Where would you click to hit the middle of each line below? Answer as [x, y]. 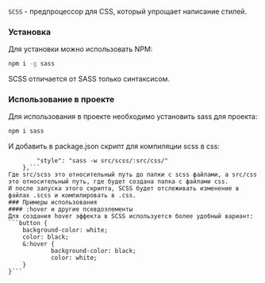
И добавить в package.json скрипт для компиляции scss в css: [114, 147]
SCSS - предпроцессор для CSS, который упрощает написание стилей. [128, 11]
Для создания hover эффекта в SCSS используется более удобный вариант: [131, 216]
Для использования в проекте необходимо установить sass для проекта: [133, 117]
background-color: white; [65, 230]
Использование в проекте [61, 100]
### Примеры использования [53, 203]
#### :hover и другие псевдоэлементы [71, 209]
